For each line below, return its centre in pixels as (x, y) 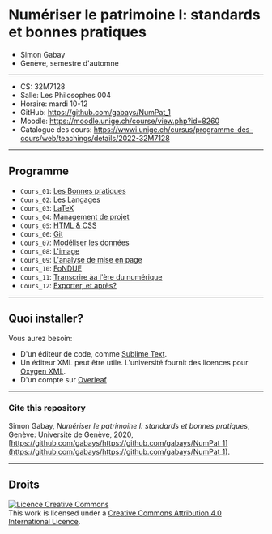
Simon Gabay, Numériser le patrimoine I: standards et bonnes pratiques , (129, 425)
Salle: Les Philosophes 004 (66, 95)
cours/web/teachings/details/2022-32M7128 (95, 138)
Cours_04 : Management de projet (74, 216)
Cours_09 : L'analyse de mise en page (81, 259)
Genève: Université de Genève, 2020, (71, 434)
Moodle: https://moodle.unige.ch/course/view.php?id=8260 (120, 121)
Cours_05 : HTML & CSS (58, 225)
